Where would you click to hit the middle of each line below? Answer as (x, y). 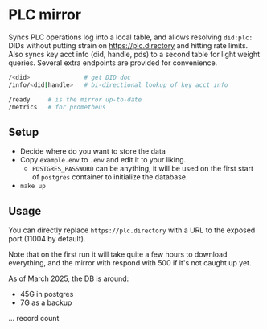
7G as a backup (46, 302)
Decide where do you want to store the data (93, 151)
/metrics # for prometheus (57, 107)
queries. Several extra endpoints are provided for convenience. (113, 63)
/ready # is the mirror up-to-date (75, 99)
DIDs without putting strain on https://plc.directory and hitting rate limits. (128, 45)
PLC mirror (45, 15)
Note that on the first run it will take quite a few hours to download (118, 254)
